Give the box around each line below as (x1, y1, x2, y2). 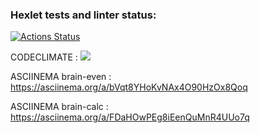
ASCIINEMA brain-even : (10, 71, 112, 83)
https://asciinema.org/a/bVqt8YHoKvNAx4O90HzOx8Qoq (10, 81, 248, 93)
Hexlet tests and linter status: (10, 8, 157, 22)
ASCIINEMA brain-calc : (10, 101, 109, 113)
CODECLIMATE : (10, 51, 78, 63)
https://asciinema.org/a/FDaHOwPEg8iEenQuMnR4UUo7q (10, 111, 250, 123)
